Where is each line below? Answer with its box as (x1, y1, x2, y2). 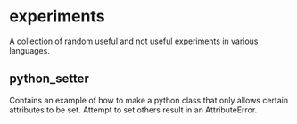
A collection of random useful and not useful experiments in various (9, 36, 259, 46)
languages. (9, 45, 51, 55)
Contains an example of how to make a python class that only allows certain (9, 95, 288, 105)
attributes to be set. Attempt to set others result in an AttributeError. (9, 104, 258, 115)
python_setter (9, 71, 89, 87)
